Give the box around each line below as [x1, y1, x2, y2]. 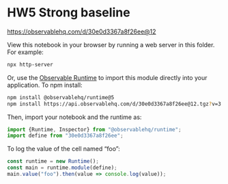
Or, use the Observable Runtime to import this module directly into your [7, 73, 208, 81]
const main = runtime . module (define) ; [7, 164, 117, 172]
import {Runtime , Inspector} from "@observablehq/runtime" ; [7, 126, 182, 133]
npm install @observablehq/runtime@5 [7, 94, 115, 101]
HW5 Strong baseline [7, 5, 131, 21]
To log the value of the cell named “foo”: [7, 145, 121, 153]
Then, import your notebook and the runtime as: [7, 113, 142, 121]
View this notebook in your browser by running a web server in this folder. [7, 40, 215, 49]
